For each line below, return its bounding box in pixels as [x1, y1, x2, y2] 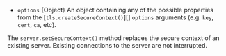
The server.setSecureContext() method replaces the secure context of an [7, 34, 220, 42]
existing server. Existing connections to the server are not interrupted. [7, 41, 207, 49]
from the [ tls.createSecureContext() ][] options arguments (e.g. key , [17, 13, 214, 21]
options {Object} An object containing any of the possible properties [17, 6, 214, 14]
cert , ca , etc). [17, 21, 57, 28]
